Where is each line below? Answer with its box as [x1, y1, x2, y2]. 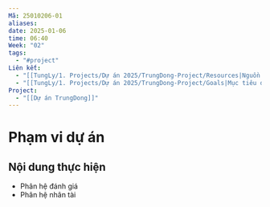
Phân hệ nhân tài [19, 190, 76, 200]
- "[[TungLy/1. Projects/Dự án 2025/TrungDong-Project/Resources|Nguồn [15, 71, 261, 79]
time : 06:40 [8, 34, 48, 43]
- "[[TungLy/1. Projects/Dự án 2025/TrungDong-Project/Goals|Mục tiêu [15, 79, 257, 87]
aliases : [8, 19, 38, 27]
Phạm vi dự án [8, 128, 105, 147]
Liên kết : [8, 64, 42, 72]
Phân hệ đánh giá [19, 181, 79, 191]
